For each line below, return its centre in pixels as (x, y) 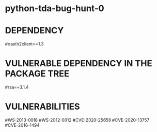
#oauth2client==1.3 (24, 44)
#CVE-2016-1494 (22, 125)
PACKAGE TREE (37, 74)
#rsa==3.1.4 (17, 87)
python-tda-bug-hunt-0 (55, 8)
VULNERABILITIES (42, 107)
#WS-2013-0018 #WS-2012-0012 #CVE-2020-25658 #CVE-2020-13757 (77, 120)
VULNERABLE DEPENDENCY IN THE (79, 64)
